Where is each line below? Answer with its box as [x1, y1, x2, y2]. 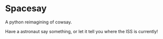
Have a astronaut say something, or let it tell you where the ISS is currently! [5, 28, 158, 34]
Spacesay [5, 3, 47, 14]
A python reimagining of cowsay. [5, 19, 73, 25]
